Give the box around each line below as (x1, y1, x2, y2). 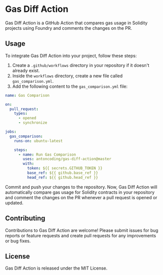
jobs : (5, 129, 16, 134)
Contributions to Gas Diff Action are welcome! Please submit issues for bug (5, 227, 159, 233)
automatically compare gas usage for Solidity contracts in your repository (5, 189, 155, 195)
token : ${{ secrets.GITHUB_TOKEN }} (27, 166, 103, 171)
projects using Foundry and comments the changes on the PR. (5, 25, 132, 31)
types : (14, 111, 28, 116)
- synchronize (18, 120, 48, 125)
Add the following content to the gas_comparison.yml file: (12, 83, 127, 89)
